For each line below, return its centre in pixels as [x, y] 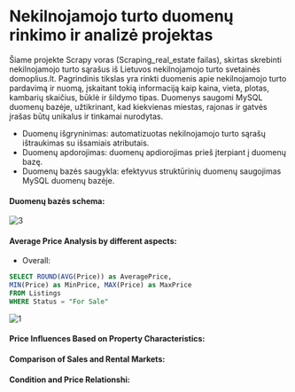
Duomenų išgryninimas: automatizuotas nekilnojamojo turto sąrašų [144, 133]
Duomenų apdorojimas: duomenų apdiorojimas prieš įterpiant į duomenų [154, 152]
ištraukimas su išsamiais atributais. [85, 143]
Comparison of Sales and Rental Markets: [87, 359]
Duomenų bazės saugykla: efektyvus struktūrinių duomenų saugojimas [151, 171]
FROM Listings [35, 294]
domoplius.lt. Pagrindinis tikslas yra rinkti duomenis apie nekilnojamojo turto [148, 78]
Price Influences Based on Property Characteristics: [107, 339]
